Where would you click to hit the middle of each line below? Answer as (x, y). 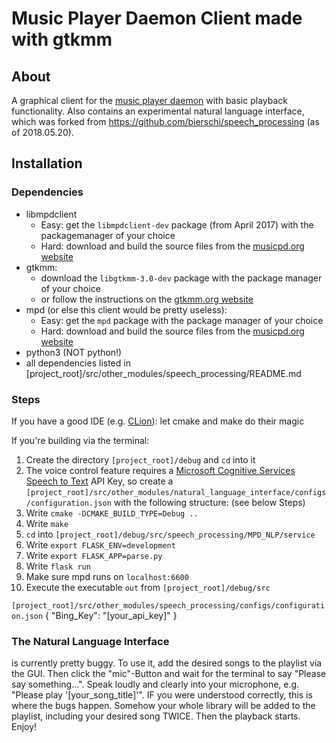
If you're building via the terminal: (80, 440)
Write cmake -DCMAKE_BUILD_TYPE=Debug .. (112, 513)
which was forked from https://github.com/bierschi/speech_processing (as (165, 121)
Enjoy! (24, 727)
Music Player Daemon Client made (157, 18)
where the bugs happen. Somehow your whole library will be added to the (163, 706)
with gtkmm (62, 39)
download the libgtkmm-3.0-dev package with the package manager (181, 278)
